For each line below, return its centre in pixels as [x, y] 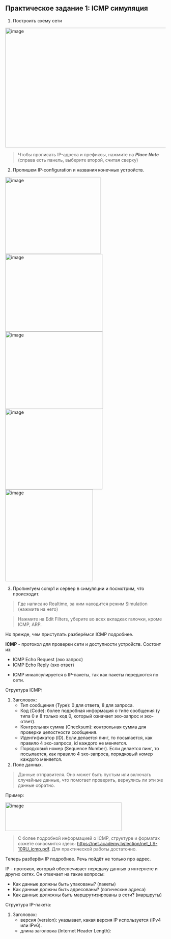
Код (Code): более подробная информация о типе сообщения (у [90, 710]
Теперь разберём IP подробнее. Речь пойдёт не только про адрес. [78, 859]
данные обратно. [36, 785]
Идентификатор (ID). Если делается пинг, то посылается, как [86, 737]
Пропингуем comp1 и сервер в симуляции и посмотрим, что [78, 588]
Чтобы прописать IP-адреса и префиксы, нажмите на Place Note [88, 154]
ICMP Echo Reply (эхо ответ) [44, 665]
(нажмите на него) [38, 609]
